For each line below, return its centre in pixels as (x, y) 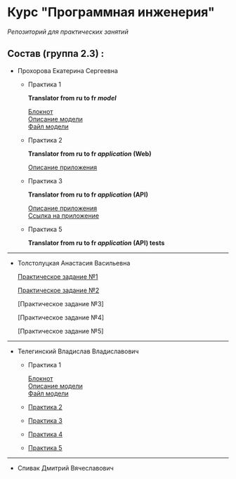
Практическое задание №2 (58, 290)
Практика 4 (45, 434)
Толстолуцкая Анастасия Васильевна (74, 263)
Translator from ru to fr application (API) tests (96, 242)
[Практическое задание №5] (60, 331)
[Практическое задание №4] (60, 317)
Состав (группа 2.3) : (56, 54)
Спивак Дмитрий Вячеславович (65, 468)
